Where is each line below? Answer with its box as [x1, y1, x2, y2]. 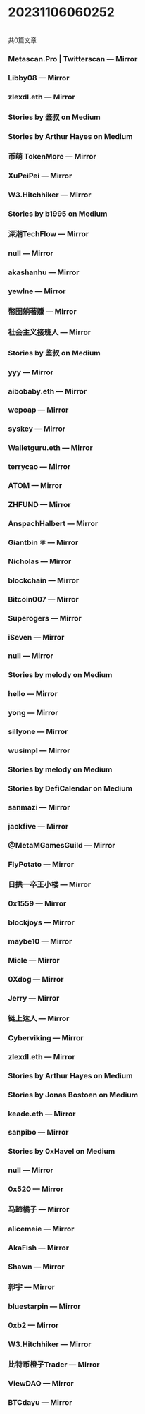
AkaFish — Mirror [8, 1243, 70, 1253]
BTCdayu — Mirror [8, 1398, 72, 1408]
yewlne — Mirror [8, 286, 66, 296]
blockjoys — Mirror [8, 918, 75, 927]
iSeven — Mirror [8, 632, 65, 642]
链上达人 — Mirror [8, 1013, 70, 1023]
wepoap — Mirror [8, 405, 69, 415]
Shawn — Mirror [8, 1262, 65, 1272]
